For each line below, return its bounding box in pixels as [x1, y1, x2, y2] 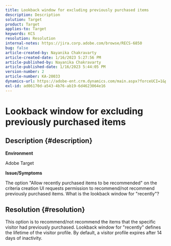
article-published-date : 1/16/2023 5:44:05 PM [5, 64, 106, 69]
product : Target [5, 21, 40, 27]
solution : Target [5, 17, 42, 22]
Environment [5, 150, 33, 156]
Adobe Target [5, 160, 34, 166]
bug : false [5, 45, 28, 51]
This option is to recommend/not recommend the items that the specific [5, 219, 156, 225]
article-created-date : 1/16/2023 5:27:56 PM [5, 55, 101, 60]
